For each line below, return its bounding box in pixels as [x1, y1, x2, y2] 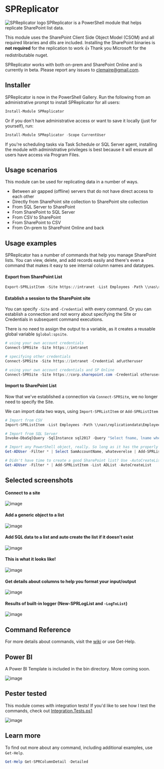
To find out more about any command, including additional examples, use [5, 744, 153, 750]
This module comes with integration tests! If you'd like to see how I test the [5, 702, 156, 708]
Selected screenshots [5, 476, 73, 485]
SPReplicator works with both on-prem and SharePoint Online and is [5, 61, 143, 67]
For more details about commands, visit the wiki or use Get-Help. [5, 639, 136, 644]
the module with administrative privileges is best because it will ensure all [5, 146, 153, 153]
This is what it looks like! [5, 556, 56, 562]
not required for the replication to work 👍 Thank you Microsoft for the [5, 45, 146, 51]
